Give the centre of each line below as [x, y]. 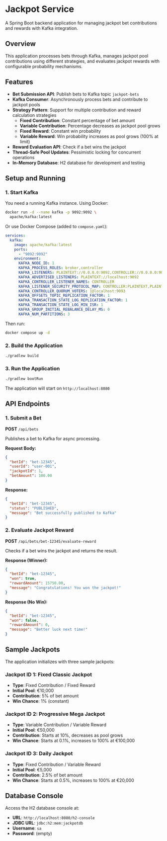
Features [19, 82]
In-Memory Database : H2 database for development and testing [79, 163]
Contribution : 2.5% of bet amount [47, 775]
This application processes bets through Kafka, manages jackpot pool [77, 56]
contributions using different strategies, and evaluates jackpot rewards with [83, 61]
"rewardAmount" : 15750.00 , [38, 583]
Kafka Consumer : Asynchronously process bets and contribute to [80, 99]
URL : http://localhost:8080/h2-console [54, 817]
